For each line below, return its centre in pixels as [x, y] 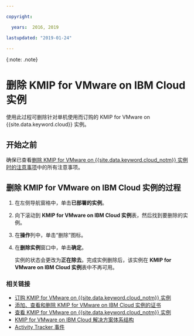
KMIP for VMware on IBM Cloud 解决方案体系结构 [74, 320]
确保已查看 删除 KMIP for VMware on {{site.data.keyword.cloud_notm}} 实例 [97, 160]
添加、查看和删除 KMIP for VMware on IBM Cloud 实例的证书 [88, 305]
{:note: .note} [22, 60]
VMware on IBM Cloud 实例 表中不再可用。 [66, 267]
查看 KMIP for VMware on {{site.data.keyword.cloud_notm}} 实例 [93, 313]
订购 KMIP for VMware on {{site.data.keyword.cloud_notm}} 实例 [93, 298]
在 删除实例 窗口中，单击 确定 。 [50, 247]
